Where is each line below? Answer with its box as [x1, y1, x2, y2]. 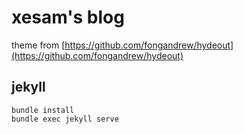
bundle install [11, 105, 75, 115]
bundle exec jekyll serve [11, 114, 119, 124]
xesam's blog [11, 6, 125, 29]
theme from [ [11, 39, 66, 51]
